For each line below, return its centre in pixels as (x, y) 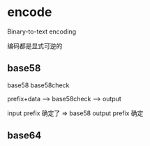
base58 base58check (38, 85)
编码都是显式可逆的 (35, 45)
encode (30, 12)
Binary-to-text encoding (42, 31)
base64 (24, 136)
